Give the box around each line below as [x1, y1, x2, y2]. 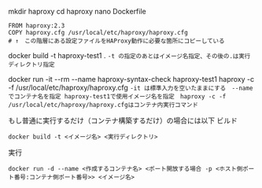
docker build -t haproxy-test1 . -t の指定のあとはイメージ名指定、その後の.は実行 [8, 51, 251, 60]
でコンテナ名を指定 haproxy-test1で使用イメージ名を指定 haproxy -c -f [8, 93, 227, 101]
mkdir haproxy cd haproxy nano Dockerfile [8, 7, 147, 16]
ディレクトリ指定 [8, 61, 55, 68]
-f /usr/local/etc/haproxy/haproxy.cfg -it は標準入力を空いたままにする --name [8, 83, 253, 92]
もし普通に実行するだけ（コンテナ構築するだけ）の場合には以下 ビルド [8, 116, 238, 125]
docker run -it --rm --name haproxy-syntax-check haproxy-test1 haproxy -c [8, 75, 254, 83]
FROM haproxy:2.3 [8, 22, 65, 30]
